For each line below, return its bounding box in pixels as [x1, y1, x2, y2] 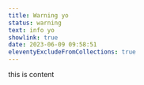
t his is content [8, 70, 55, 79]
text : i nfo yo [8, 26, 55, 34]
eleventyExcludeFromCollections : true [8, 48, 136, 56]
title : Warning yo [8, 11, 69, 20]
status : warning [8, 19, 62, 27]
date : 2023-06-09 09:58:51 [8, 41, 97, 49]
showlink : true [8, 33, 59, 42]
